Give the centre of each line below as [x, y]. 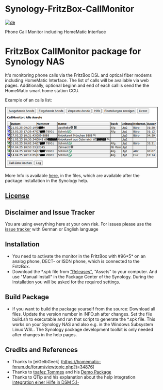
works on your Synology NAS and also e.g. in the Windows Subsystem [83, 324]
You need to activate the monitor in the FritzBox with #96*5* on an [79, 256]
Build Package [27, 297]
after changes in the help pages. [44, 334]
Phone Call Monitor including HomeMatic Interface [56, 32]
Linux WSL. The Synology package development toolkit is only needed [83, 329]
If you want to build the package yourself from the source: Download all [84, 309]
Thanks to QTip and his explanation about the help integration [74, 377]
